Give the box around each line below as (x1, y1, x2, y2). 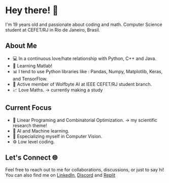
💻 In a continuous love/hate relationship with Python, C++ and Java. (12, 55, 156, 62)
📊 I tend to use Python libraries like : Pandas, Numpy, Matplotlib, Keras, (12, 68, 163, 74)
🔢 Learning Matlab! (12, 63, 52, 69)
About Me (5, 42, 37, 50)
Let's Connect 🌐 (5, 153, 58, 162)
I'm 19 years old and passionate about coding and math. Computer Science (5, 21, 162, 27)
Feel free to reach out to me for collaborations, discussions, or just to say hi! (5, 167, 164, 173)
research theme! (12, 122, 47, 129)
